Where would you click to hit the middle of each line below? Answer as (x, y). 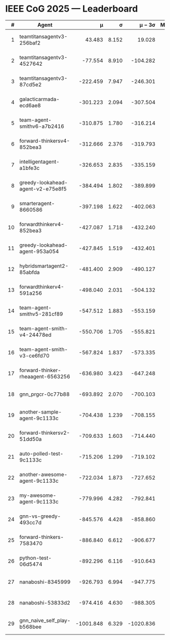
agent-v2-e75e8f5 (43, 189)
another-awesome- (44, 474)
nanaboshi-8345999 (45, 582)
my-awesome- (38, 495)
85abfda (30, 272)
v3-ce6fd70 (34, 355)
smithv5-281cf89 (41, 314)
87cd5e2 (31, 84)
